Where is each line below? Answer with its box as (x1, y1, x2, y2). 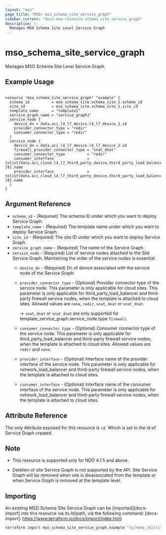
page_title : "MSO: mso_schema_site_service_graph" (5, 12, 112, 17)
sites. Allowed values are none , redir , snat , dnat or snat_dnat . (19, 300, 145, 306)
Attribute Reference (5, 412, 68, 420)
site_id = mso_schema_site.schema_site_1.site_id (9, 104, 138, 109)
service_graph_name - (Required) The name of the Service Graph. (12, 244, 145, 250)
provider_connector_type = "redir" (14, 125, 87, 130)
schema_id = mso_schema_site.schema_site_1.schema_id (9, 100, 142, 105)
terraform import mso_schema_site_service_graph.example (5, 525, 125, 531)
